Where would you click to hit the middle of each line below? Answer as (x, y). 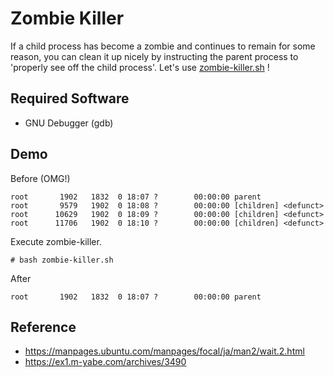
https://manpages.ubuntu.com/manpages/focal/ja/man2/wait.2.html (164, 351)
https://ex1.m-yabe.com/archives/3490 (105, 362)
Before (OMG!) (40, 178)
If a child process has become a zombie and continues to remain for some (163, 46)
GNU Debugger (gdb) (69, 123)
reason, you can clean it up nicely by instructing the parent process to (154, 56)
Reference (43, 327)
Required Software (70, 98)
